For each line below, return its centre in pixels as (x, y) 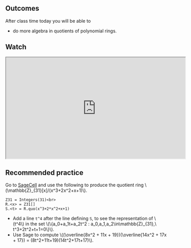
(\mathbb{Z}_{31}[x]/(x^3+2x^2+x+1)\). (46, 190)
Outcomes (22, 8)
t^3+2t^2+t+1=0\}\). (34, 229)
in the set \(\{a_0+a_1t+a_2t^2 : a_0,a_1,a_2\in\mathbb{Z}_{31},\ (91, 224)
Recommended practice (44, 173)
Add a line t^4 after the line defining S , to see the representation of (83, 219)
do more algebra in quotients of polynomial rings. (65, 31)
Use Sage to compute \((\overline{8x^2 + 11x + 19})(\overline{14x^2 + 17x (90, 235)
